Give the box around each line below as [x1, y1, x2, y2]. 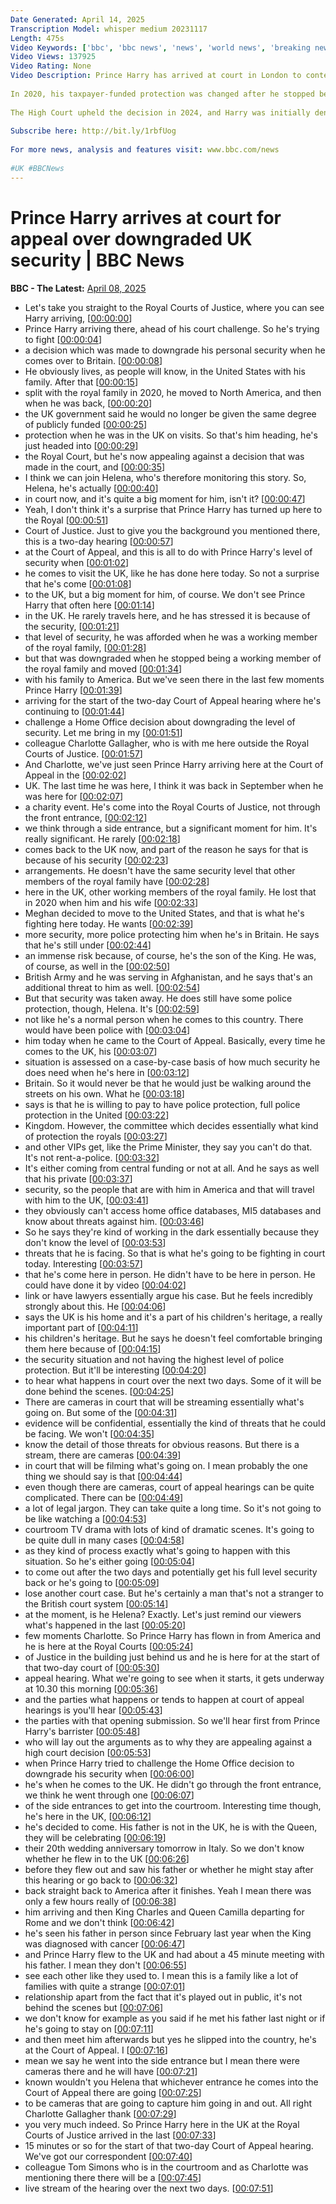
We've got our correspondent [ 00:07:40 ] [24, 2150, 193, 2162]
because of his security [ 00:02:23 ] [24, 854, 169, 866]
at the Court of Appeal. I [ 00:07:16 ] [24, 2044, 168, 2056]
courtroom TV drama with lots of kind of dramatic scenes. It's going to [24, 1523, 315, 1535]
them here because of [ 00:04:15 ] [24, 1342, 162, 1355]
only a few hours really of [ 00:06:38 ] [24, 1895, 177, 1907]
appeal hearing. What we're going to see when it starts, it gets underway [24, 1672, 325, 1684]
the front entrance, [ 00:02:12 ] [24, 811, 148, 823]
